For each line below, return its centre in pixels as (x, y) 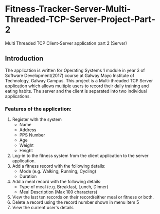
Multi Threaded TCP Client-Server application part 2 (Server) (66, 43)
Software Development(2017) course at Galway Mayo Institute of (70, 75)
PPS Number (32, 135)
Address (28, 130)
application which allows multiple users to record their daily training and (77, 86)
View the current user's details (43, 208)
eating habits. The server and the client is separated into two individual (76, 91)
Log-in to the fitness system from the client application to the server (80, 156)
